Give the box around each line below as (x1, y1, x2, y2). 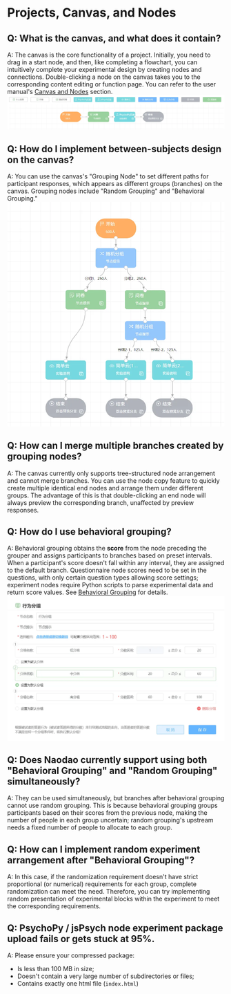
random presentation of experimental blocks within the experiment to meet (7, 894, 220, 903)
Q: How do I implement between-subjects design (7, 143, 222, 155)
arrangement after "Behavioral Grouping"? (7, 854, 195, 866)
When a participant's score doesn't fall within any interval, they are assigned (7, 559, 225, 567)
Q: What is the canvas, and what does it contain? (7, 33, 221, 44)
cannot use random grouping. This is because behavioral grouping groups (7, 801, 219, 810)
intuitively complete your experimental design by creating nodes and (7, 66, 202, 73)
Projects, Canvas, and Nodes (7, 5, 177, 21)
